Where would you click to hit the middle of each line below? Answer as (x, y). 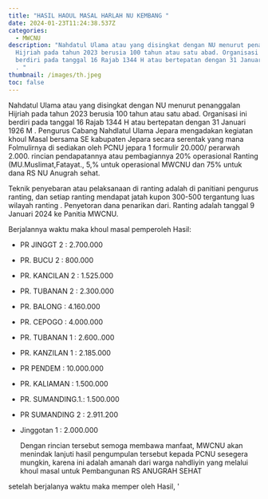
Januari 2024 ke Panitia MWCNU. (63, 214)
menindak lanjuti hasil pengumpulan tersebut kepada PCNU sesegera (134, 454)
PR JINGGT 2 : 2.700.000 (61, 245)
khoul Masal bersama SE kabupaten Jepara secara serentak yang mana (126, 139)
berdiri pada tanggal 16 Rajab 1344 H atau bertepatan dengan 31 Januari (127, 122)
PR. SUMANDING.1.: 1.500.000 (69, 399)
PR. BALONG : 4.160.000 (60, 306)
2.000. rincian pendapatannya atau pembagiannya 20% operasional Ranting (134, 155)
